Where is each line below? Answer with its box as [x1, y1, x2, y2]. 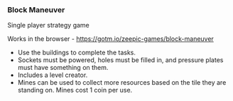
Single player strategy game [7, 21, 90, 30]
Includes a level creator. [17, 71, 88, 79]
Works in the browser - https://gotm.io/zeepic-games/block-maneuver [7, 35, 215, 43]
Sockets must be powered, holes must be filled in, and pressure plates [17, 56, 224, 64]
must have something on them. [17, 64, 109, 72]
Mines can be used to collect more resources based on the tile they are [17, 78, 227, 87]
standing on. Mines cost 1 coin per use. [17, 86, 133, 95]
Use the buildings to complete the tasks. [17, 48, 136, 57]
